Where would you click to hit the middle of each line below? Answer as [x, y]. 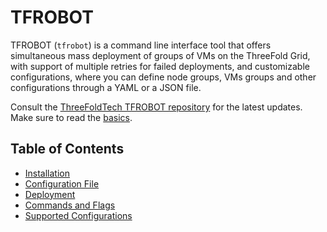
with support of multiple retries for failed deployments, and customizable [160, 66]
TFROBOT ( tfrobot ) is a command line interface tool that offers [141, 45]
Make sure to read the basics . [71, 117]
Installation [47, 173]
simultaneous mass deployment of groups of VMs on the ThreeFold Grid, [160, 55]
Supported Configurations [78, 215]
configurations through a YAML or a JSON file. [106, 87]
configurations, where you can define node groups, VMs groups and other [163, 77]
